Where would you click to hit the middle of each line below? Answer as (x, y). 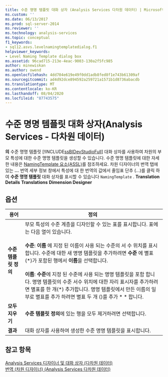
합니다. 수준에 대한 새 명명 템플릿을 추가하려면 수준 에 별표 (89, 253)
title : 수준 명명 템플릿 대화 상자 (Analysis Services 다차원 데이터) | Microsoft (85, 10)
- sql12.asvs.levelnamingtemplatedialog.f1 (51, 47)
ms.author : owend (23, 70)
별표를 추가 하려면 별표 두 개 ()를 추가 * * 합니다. (90, 297)
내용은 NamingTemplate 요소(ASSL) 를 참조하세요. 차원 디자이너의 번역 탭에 (84, 164)
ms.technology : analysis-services (41, 33)
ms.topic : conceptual (28, 38)
